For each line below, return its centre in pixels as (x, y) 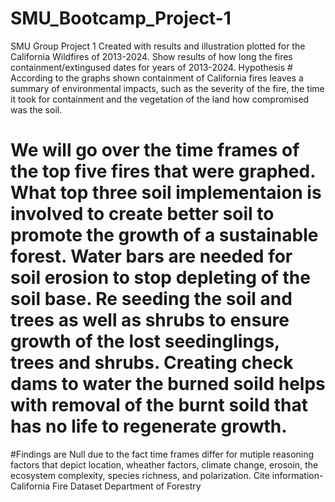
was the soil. (36, 109)
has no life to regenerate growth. (149, 426)
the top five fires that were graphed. (163, 171)
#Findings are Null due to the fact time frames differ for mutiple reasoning (162, 454)
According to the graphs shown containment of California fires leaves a (157, 78)
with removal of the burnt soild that (159, 405)
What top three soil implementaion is (166, 193)
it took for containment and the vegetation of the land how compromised (160, 99)
